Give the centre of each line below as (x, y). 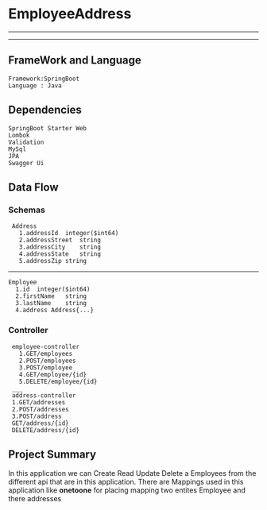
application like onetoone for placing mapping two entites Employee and (127, 490)
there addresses (35, 499)
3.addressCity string (60, 247)
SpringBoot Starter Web (48, 128)
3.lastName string (51, 303)
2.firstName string (51, 296)
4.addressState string (60, 254)
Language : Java (35, 85)
